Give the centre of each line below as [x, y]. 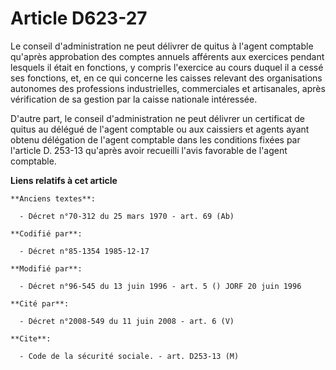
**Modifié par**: [46, 268]
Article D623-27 [79, 18]
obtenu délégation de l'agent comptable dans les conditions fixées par [155, 139]
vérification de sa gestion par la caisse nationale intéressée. [134, 99]
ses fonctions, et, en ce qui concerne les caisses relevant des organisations [166, 78]
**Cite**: [31, 338]
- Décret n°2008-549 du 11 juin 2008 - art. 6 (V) [127, 321]
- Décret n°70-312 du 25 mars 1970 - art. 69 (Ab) [127, 216]
